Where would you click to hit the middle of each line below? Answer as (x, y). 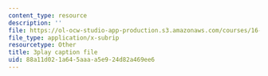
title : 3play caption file (53, 52)
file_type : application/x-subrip (64, 38)
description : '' (35, 23)
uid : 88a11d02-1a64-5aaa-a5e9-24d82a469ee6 (82, 60)
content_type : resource (48, 15)
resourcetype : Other (43, 45)
